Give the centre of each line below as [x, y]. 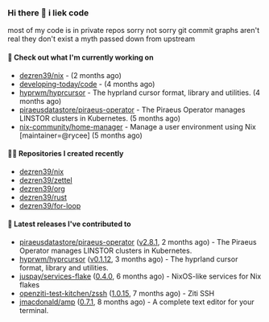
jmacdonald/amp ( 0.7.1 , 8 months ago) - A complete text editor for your [137, 302]
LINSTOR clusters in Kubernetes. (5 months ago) [100, 118]
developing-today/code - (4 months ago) [87, 84]
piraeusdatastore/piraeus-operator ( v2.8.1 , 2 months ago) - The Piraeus [138, 242]
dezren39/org [42, 188]
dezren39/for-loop [50, 205]
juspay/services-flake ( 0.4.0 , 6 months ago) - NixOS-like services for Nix [140, 276]
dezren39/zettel [46, 180]
